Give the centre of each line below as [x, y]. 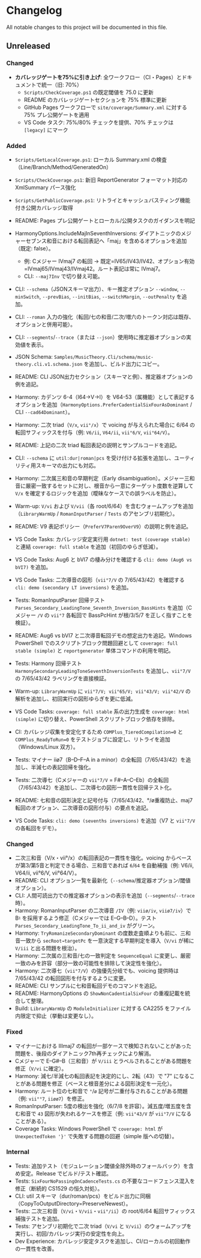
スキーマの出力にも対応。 [67, 465]
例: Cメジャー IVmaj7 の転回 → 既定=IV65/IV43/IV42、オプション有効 [109, 261]
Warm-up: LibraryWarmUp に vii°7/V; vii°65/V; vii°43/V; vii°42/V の [103, 691]
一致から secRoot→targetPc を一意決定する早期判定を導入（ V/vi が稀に [107, 941]
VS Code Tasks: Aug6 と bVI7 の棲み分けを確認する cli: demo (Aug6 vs [103, 559]
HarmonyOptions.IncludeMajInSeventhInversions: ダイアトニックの [98, 233]
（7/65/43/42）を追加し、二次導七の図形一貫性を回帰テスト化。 [95, 787]
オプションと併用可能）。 [45, 324]
